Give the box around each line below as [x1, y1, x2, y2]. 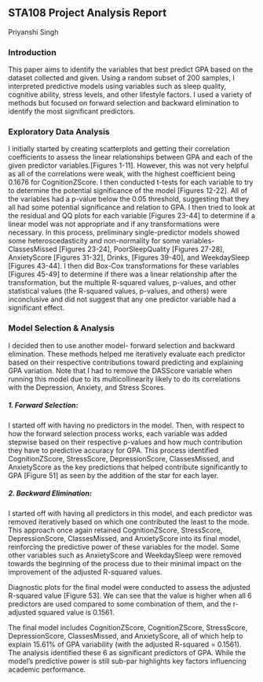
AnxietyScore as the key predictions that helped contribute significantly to [8, 462, 248, 472]
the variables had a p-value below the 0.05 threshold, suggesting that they [8, 195, 250, 204]
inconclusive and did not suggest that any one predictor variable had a [8, 295, 237, 304]
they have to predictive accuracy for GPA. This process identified [8, 445, 219, 455]
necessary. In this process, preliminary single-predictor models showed [8, 228, 240, 237]
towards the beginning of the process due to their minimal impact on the [8, 558, 242, 568]
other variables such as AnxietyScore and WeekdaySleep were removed [8, 550, 242, 560]
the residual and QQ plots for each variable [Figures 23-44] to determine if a [8, 211, 256, 221]
